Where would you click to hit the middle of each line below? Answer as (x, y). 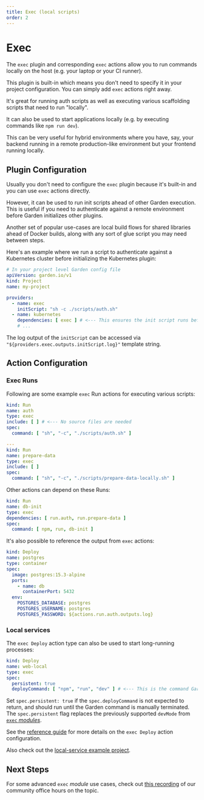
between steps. (26, 240)
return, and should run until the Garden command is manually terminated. (98, 707)
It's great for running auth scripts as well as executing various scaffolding (98, 101)
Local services (28, 630)
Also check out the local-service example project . (68, 750)
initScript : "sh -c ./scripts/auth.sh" (68, 309)
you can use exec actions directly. (49, 191)
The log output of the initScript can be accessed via (73, 338)
